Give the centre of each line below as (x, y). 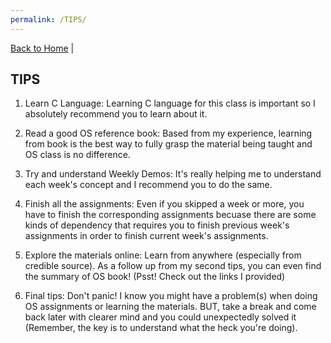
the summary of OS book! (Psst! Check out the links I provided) (155, 277)
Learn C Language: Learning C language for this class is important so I (170, 103)
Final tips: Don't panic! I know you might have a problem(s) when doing (171, 296)
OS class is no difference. (77, 155)
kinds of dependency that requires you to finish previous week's (157, 225)
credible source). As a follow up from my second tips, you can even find (173, 266)
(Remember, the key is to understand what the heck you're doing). (161, 328)
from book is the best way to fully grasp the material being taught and (168, 144)
